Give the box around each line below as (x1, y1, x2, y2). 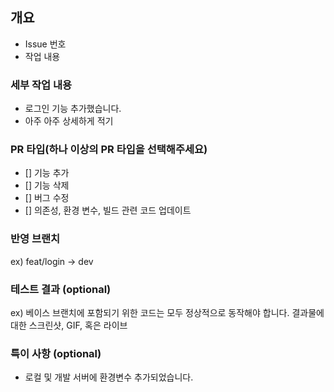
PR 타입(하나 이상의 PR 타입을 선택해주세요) (10, 143, 208, 157)
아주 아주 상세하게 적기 (24, 115, 114, 127)
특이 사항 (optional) (10, 346, 102, 360)
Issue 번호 (24, 38, 67, 50)
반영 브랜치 (10, 232, 61, 246)
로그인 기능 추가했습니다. (24, 103, 122, 115)
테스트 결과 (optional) (10, 282, 112, 296)
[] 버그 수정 (24, 192, 70, 204)
